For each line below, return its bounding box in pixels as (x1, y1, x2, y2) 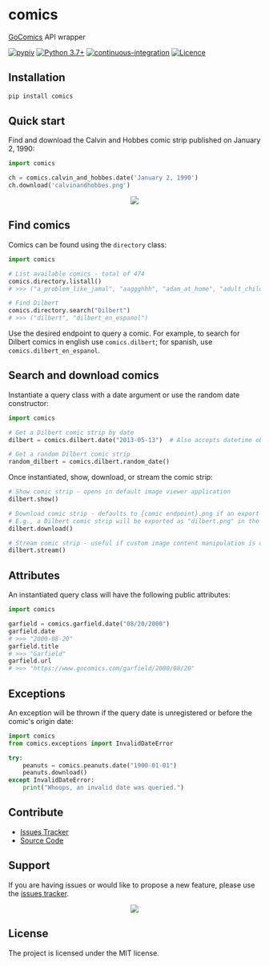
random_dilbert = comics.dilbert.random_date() (8, 458, 171, 466)
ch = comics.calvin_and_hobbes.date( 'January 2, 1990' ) (8, 174, 199, 182)
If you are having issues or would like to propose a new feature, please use (8, 879, 255, 890)
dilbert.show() (8, 495, 59, 504)
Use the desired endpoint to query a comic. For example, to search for (8, 328, 240, 338)
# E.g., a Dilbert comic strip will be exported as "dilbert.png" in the (8, 517, 260, 525)
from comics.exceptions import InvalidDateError (8, 739, 174, 747)
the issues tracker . (8, 888, 70, 898)
